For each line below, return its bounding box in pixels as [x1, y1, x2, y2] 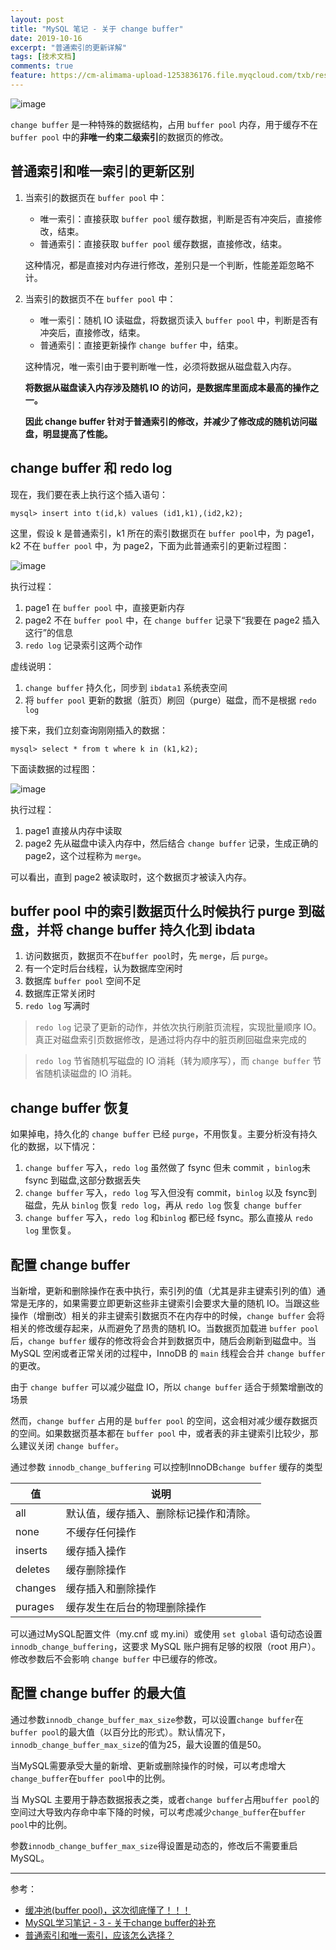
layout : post [10, 14, 65, 25]
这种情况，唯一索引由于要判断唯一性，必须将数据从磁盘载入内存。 [24, 360, 297, 372]
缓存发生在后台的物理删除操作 [65, 1600, 207, 1614]
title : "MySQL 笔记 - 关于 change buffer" [10, 24, 184, 34]
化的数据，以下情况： [10, 1141, 98, 1153]
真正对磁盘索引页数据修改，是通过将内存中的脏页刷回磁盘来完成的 [34, 1034, 307, 1046]
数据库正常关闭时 [24, 987, 96, 1000]
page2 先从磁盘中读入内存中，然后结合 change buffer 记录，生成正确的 [24, 837, 319, 849]
